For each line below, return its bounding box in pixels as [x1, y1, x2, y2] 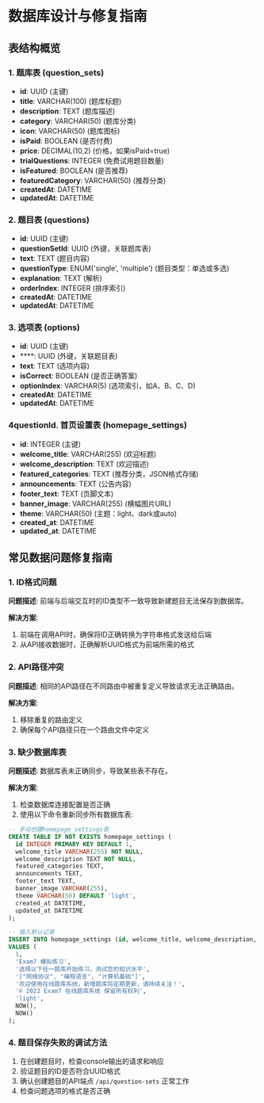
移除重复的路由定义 [19, 714, 83, 724]
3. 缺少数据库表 [8, 746, 67, 757]
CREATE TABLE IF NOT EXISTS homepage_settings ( [8, 833, 172, 841]
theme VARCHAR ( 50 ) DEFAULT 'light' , [15, 891, 136, 900]
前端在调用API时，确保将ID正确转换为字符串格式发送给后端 [19, 630, 212, 639]
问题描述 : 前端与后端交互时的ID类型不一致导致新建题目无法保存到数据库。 [8, 596, 248, 606]
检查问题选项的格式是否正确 [19, 1086, 111, 1096]
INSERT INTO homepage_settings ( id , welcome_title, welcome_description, [8, 936, 258, 944]
